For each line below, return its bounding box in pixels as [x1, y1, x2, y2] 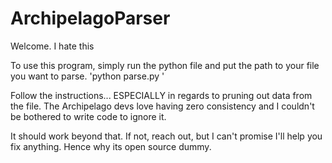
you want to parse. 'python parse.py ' [10, 70, 165, 82]
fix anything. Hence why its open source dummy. [10, 140, 212, 152]
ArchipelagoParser [10, 7, 171, 30]
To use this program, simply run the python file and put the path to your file [10, 59, 320, 71]
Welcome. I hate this [10, 40, 95, 52]
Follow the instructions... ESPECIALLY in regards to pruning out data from [10, 89, 313, 101]
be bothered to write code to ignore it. [10, 110, 167, 122]
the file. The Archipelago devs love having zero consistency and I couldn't [10, 100, 315, 112]
